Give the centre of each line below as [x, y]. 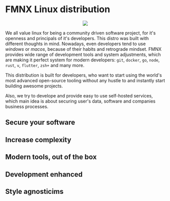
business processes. [27, 106]
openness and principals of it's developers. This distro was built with [77, 38]
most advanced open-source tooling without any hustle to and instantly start [85, 80]
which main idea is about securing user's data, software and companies [80, 101]
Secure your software [40, 123]
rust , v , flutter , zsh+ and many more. [45, 65]
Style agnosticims [35, 191]
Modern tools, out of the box [51, 157]
